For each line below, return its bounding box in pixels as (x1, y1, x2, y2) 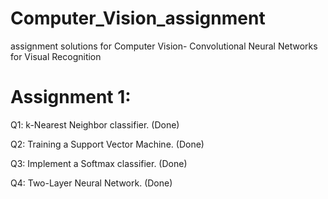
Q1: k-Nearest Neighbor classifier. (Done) (10, 118, 180, 131)
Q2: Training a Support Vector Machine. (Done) (10, 138, 205, 150)
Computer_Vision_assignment (10, 7, 266, 30)
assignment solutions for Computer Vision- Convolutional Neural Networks (10, 40, 318, 52)
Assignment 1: (10, 86, 132, 109)
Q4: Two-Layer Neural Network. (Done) (10, 177, 173, 189)
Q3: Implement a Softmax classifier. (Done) (10, 157, 188, 169)
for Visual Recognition (10, 50, 102, 62)
